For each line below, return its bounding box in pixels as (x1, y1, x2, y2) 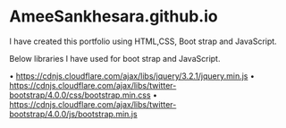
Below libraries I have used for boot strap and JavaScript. (9, 53, 221, 64)
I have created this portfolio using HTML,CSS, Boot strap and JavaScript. (9, 36, 277, 47)
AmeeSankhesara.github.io (9, 6, 218, 27)
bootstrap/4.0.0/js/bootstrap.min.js (9, 108, 138, 119)
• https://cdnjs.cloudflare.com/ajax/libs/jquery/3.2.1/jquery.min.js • (9, 70, 255, 81)
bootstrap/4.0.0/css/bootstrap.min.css (9, 90, 151, 100)
